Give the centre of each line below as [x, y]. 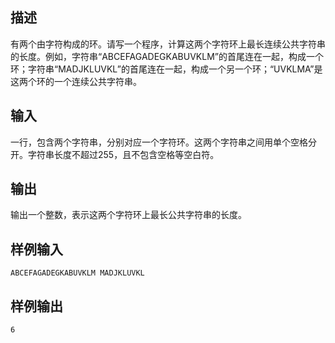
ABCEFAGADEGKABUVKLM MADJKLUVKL [77, 273]
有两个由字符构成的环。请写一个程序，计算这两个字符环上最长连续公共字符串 [168, 44]
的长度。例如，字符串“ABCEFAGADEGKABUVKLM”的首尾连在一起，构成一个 [167, 56]
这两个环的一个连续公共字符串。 [76, 81]
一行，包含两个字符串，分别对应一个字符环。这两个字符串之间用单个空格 [159, 142]
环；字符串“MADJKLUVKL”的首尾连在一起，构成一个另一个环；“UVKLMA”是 [166, 69]
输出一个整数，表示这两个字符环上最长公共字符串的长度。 [128, 215]
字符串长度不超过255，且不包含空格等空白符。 [123, 154]
